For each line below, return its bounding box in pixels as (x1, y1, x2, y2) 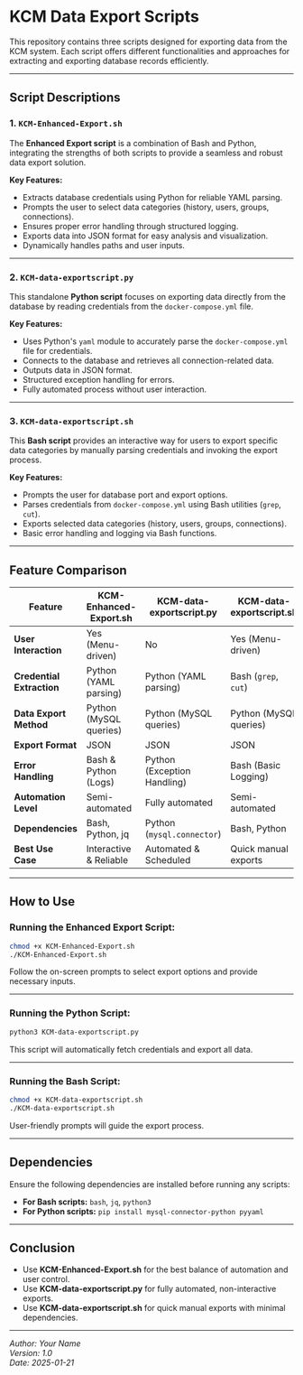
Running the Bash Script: (9, 1074, 121, 1087)
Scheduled (144, 854, 191, 867)
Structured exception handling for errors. (22, 374, 175, 385)
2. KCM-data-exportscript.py (9, 271, 134, 283)
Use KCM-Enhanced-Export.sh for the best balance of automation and (22, 1264, 289, 1275)
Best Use (14, 842, 54, 855)
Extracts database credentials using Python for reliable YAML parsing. (22, 191, 283, 202)
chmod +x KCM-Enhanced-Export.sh (9, 942, 135, 951)
